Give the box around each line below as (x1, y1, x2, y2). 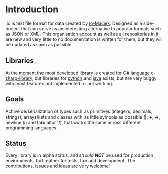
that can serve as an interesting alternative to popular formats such (21, 25, 161, 31)
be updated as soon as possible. (5, 41, 73, 47)
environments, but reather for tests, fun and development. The (5, 158, 136, 164)
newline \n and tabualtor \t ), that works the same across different (5, 119, 141, 125)
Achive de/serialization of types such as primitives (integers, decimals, (5, 108, 153, 114)
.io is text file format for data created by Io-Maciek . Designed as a (5, 20, 143, 26)
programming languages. (5, 125, 58, 131)
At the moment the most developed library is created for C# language (5, 70, 150, 76)
